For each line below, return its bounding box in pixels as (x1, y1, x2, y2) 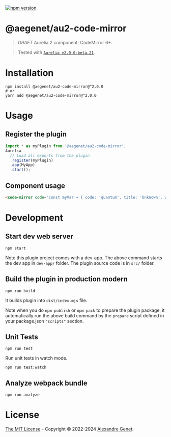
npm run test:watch (5, 365, 47, 370)
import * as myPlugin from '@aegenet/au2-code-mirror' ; (5, 143, 126, 149)
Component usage (5, 181, 65, 190)
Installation (5, 67, 54, 79)
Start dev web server (5, 232, 74, 241)
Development (5, 212, 64, 224)
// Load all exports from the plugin (10, 153, 90, 158)
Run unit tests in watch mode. (5, 355, 68, 361)
